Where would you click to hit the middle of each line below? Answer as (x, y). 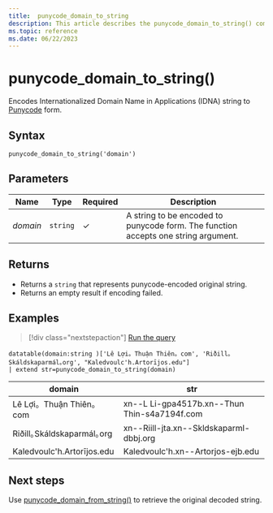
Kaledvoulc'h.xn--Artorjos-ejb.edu (191, 451)
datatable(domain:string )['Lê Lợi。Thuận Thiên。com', (104, 354)
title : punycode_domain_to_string (69, 16)
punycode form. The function (182, 226)
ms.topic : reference (43, 31)
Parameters (39, 179)
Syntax (27, 135)
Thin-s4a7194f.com (163, 414)
